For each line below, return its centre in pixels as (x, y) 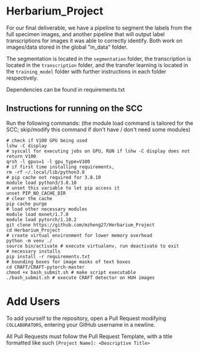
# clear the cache (29, 198)
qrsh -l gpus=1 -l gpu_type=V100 (48, 162)
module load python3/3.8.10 (42, 183)
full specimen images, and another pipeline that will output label (85, 34)
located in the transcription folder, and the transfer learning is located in (97, 65)
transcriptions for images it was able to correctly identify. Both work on (94, 40)
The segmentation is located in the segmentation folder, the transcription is (99, 58)
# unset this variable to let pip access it (63, 188)
